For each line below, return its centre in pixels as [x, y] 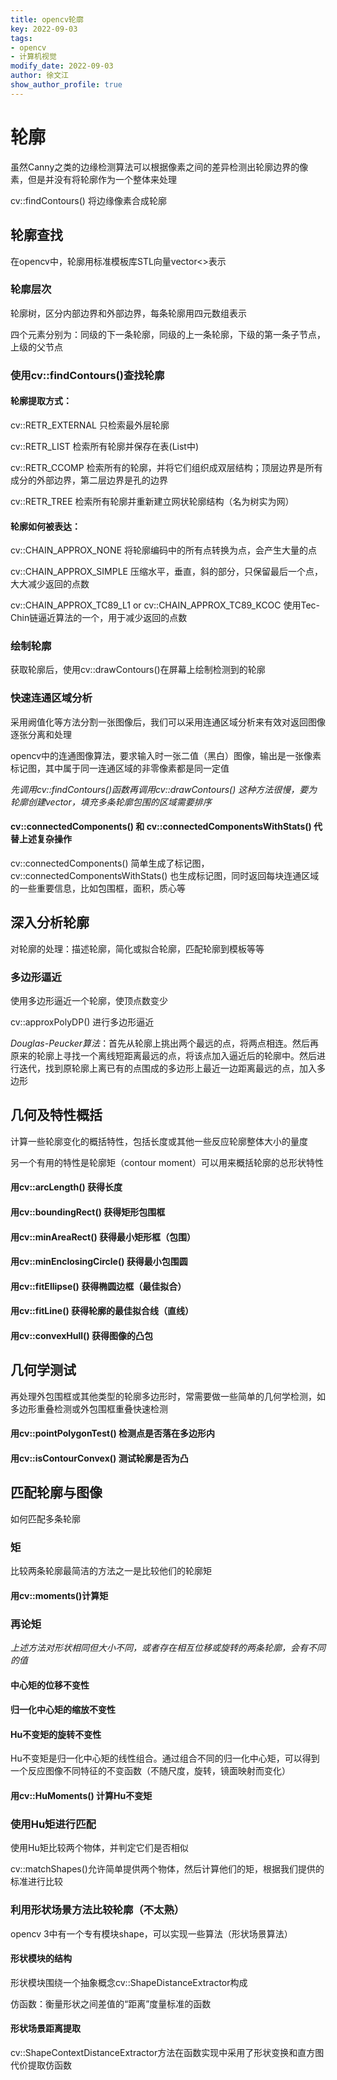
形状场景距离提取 [45, 2028]
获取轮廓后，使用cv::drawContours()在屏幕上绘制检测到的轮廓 [138, 670]
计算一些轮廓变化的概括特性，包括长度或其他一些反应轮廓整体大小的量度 [159, 1141]
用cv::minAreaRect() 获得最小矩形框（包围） [103, 1237]
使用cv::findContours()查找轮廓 [87, 375]
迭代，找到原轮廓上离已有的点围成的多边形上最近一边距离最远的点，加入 [167, 1068]
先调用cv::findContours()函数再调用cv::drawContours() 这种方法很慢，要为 [164, 789]
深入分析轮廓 [50, 922]
